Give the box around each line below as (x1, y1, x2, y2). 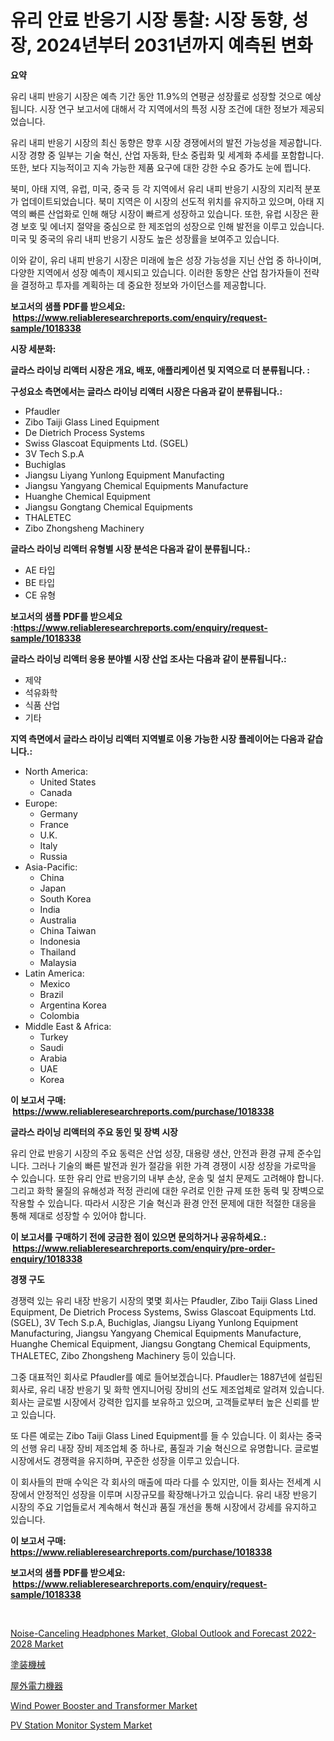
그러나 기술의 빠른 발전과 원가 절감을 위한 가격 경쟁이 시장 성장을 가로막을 (31, 1159, 317, 1171)
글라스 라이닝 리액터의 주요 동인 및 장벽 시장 (10, 1126, 178, 1138)
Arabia (39, 1052, 68, 1064)
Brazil (39, 988, 64, 1000)
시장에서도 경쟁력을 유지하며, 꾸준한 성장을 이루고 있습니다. (10, 1454, 240, 1466)
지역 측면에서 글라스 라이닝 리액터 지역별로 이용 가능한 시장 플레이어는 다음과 (10, 732, 306, 745)
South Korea (39, 892, 92, 905)
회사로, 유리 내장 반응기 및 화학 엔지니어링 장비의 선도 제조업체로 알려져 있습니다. (10, 1383, 325, 1395)
